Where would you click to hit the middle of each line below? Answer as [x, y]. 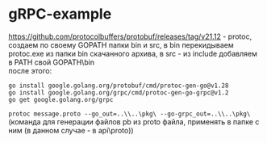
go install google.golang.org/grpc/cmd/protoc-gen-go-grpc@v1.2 [119, 93]
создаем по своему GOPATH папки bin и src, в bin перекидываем [121, 44]
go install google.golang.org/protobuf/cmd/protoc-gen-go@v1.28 [119, 86]
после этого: [30, 70]
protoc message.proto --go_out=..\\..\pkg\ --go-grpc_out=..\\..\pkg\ [129, 114]
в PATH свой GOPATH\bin [52, 62]
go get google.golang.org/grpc [61, 99]
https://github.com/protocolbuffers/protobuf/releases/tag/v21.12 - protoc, [130, 36]
